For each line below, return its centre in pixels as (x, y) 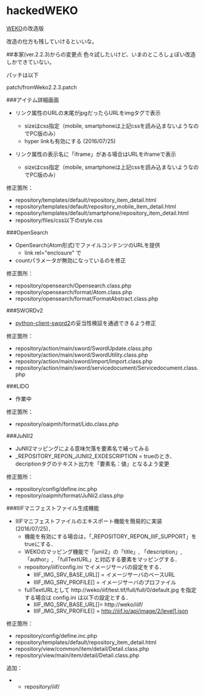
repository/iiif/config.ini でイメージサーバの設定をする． (95, 567)
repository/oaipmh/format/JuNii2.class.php (69, 495)
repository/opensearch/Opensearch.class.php (73, 286)
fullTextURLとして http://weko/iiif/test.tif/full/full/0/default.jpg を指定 (110, 590)
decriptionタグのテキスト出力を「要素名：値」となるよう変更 (92, 464)
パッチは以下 (22, 75)
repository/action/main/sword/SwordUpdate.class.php (84, 348)
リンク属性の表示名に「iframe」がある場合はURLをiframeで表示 (95, 154)
